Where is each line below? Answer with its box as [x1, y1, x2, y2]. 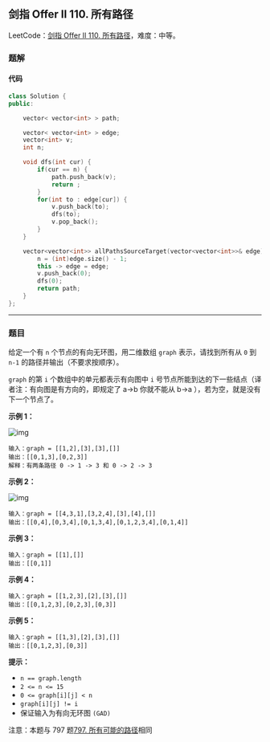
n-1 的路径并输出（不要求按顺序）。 [8, 357, 124, 367]
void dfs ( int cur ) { [22, 158, 92, 166]
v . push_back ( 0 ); [37, 270, 92, 278]
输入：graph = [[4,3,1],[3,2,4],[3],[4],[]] [8, 510, 157, 518]
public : [8, 100, 35, 108]
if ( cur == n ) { [37, 165, 88, 174]
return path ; [37, 284, 81, 293]
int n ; [22, 144, 45, 152]
